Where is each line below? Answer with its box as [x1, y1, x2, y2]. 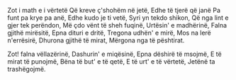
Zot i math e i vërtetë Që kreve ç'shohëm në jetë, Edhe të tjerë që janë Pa [7, 6, 221, 14]
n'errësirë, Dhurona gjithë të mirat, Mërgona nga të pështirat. [7, 36, 185, 45]
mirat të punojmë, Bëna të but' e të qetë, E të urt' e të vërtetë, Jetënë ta [7, 57, 215, 66]
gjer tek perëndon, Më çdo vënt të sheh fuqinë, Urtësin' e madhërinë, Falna [7, 21, 227, 29]
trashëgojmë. [7, 65, 46, 73]
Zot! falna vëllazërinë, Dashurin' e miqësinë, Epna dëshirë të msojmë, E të [7, 50, 222, 58]
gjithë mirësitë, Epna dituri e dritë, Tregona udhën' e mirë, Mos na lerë [7, 28, 211, 37]
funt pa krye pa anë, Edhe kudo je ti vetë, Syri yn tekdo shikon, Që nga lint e [7, 13, 229, 22]
